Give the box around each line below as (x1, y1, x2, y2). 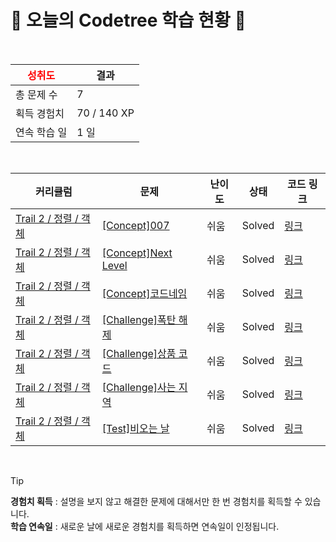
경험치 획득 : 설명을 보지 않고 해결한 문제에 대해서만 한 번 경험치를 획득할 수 (10, 495, 303, 507)
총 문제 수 (15, 87, 58, 101)
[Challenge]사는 (101, 380, 177, 394)
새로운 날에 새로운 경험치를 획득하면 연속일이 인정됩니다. (59, 520, 280, 532)
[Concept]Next (101, 246, 173, 260)
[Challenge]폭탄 (101, 312, 177, 326)
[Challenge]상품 (101, 346, 177, 360)
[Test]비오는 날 (101, 421, 170, 435)
